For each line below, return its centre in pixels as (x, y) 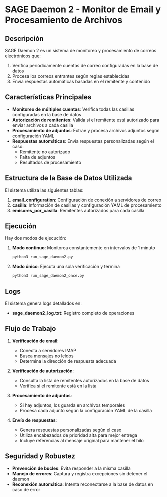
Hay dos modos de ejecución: (36, 238)
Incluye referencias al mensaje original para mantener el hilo (82, 440)
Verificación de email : (35, 341)
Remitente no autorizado (45, 152)
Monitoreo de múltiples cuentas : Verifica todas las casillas (73, 109)
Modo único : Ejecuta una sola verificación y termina (66, 267)
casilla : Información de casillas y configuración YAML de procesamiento (87, 205)
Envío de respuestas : (35, 420)
